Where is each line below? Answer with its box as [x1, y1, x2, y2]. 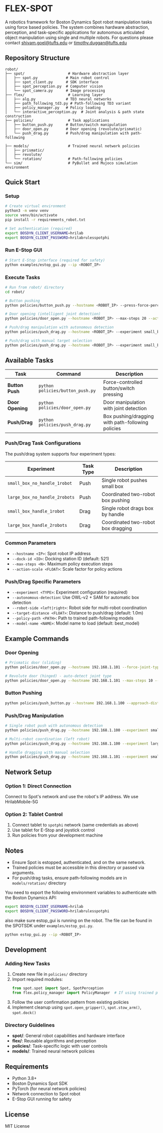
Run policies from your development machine [12, 832, 103, 838]
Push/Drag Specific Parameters [5, 578, 81, 585]
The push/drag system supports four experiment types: [5, 451, 116, 457]
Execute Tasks [5, 274, 40, 281]
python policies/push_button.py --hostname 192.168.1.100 [5, 700, 125, 706]
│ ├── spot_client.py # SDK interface [5, 79, 98, 84]
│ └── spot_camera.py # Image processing [5, 88, 105, 93]
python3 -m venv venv [5, 208, 49, 213]
